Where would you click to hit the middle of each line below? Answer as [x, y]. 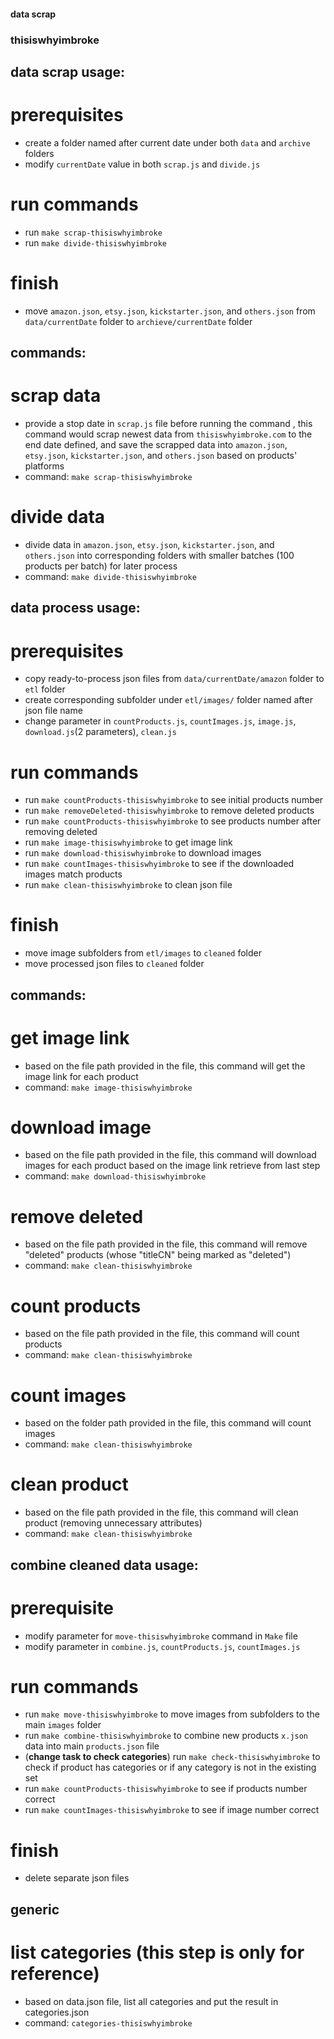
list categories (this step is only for [157, 1952]
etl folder [45, 689]
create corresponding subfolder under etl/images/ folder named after [168, 700]
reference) [55, 1973]
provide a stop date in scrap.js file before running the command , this [168, 424]
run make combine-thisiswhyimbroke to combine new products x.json [166, 1736]
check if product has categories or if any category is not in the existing [170, 1767]
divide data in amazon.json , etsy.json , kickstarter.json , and [149, 544]
